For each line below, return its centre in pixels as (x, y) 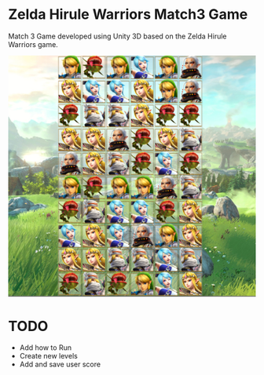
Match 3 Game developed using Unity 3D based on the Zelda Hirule (117, 36)
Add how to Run (46, 348)
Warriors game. (33, 44)
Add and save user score (60, 364)
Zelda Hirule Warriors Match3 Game (128, 15)
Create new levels (49, 356)
